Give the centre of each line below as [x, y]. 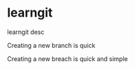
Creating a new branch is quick [51, 45]
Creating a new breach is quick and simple [67, 59]
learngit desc [26, 32]
